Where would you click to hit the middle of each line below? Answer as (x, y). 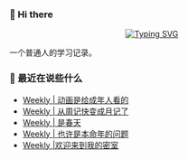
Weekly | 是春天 (52, 122)
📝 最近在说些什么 (46, 79)
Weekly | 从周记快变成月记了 (75, 111)
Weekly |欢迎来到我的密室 (70, 145)
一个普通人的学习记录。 (53, 52)
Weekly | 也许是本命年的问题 (75, 134)
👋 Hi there (32, 14)
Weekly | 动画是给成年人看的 (75, 99)
